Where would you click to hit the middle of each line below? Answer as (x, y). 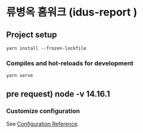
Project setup (32, 34)
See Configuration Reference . (43, 123)
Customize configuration (43, 111)
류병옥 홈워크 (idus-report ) (72, 12)
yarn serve (20, 76)
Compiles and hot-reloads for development (70, 63)
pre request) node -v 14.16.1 (58, 94)
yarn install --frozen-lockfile (46, 48)
